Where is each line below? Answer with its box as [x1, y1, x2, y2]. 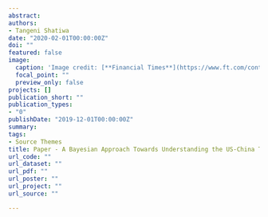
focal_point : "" [15, 71, 69, 79]
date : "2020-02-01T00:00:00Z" [8, 34, 109, 42]
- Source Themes [8, 137, 62, 146]
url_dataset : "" [8, 160, 62, 168]
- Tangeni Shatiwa [8, 26, 69, 34]
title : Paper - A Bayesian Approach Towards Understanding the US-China [8, 145, 255, 153]
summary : [8, 123, 37, 131]
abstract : [8, 11, 41, 20]
